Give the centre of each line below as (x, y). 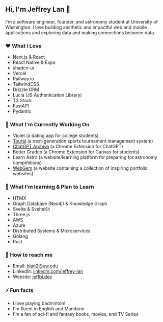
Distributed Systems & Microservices (51, 231)
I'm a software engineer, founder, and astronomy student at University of (81, 21)
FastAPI (21, 106)
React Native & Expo (34, 62)
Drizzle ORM (26, 89)
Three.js (21, 214)
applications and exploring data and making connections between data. (80, 32)
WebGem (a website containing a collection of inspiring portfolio (80, 168)
